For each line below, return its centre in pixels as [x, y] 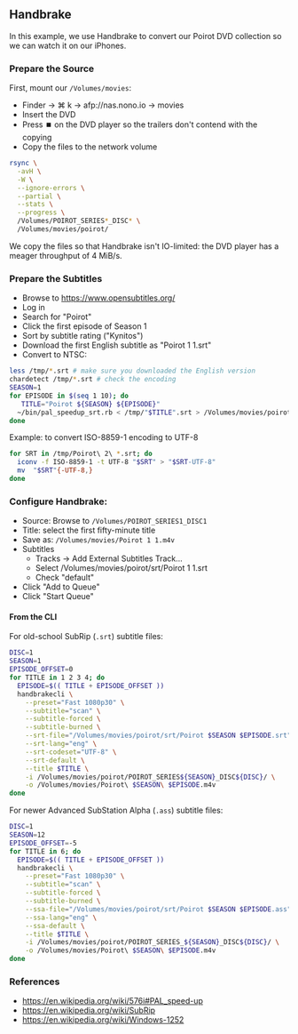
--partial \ [39, 196]
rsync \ [24, 164]
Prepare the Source [52, 68]
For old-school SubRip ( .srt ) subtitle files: [86, 637]
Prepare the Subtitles [56, 278]
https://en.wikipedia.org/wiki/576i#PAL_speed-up [113, 1001]
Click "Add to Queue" [61, 587]
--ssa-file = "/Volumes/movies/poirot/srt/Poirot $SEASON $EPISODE [149, 909]
